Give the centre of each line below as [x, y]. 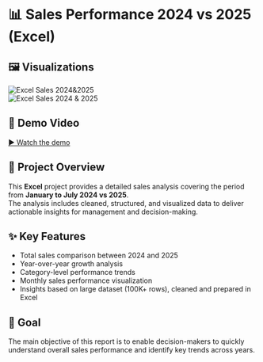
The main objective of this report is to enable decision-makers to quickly [126, 341]
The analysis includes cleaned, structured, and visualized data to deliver [126, 203]
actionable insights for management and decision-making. [103, 211]
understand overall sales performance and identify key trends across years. [131, 350]
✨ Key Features [47, 236]
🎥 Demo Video [44, 123]
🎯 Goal [25, 322]
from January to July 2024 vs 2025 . [69, 195]
